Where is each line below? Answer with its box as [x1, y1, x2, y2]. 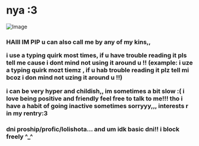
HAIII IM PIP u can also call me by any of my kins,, [6, 38, 151, 46]
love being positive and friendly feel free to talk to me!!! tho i [6, 94, 183, 102]
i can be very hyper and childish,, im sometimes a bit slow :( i [6, 87, 185, 95]
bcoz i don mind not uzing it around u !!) [6, 73, 123, 82]
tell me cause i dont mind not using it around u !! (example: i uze [6, 59, 193, 67]
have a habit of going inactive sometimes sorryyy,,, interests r [6, 102, 188, 110]
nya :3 [6, 4, 37, 17]
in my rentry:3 [6, 109, 48, 117]
